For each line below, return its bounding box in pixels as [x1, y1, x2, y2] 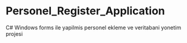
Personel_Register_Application [5, 4, 165, 18]
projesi [5, 30, 23, 37]
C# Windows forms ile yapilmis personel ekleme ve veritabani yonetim [5, 24, 182, 31]
